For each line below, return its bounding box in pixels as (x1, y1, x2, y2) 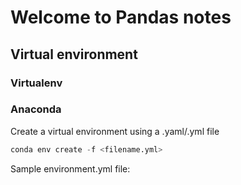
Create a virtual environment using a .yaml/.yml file (10, 125, 220, 137)
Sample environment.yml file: (10, 162, 131, 175)
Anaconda (10, 102, 62, 116)
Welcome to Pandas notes (10, 6, 232, 29)
